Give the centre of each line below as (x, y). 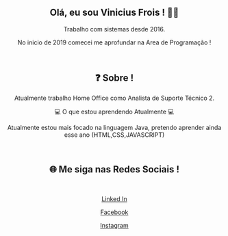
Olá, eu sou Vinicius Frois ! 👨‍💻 (114, 13)
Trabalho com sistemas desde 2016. (114, 29)
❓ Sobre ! (114, 78)
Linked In (114, 199)
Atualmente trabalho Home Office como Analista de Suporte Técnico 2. (114, 98)
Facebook (114, 212)
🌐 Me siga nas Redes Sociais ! (114, 169)
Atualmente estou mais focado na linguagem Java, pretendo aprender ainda (114, 127)
